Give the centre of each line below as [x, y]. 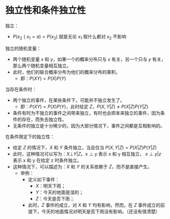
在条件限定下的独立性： [30, 137]
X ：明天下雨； [51, 186]
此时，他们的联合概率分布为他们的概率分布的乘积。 [66, 72]
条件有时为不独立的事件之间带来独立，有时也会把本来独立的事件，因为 [87, 113]
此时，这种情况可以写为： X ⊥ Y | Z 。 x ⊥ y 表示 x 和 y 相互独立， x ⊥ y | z [87, 154]
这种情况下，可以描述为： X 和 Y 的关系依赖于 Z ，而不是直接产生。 [82, 166]
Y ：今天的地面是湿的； [59, 192]
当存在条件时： [21, 89]
